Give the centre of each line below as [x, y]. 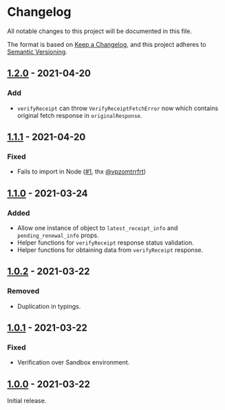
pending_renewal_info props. [58, 235]
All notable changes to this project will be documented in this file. [100, 31]
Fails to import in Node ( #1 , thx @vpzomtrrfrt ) [82, 172]
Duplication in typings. [49, 306]
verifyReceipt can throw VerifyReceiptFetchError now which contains [118, 108]
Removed [23, 291]
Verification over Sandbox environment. [73, 362]
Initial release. [27, 401]
